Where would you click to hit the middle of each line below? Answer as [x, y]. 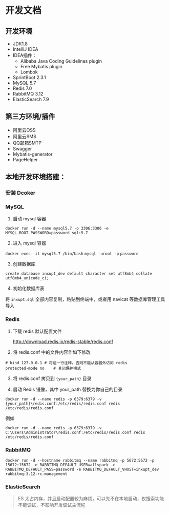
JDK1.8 [20, 44]
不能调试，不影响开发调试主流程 [51, 505]
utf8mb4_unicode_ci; [27, 278]
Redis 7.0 [22, 88]
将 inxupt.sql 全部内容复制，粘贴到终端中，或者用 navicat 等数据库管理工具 [85, 299]
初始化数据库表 [28, 289]
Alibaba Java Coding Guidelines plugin [61, 61]
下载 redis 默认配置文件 [37, 331]
